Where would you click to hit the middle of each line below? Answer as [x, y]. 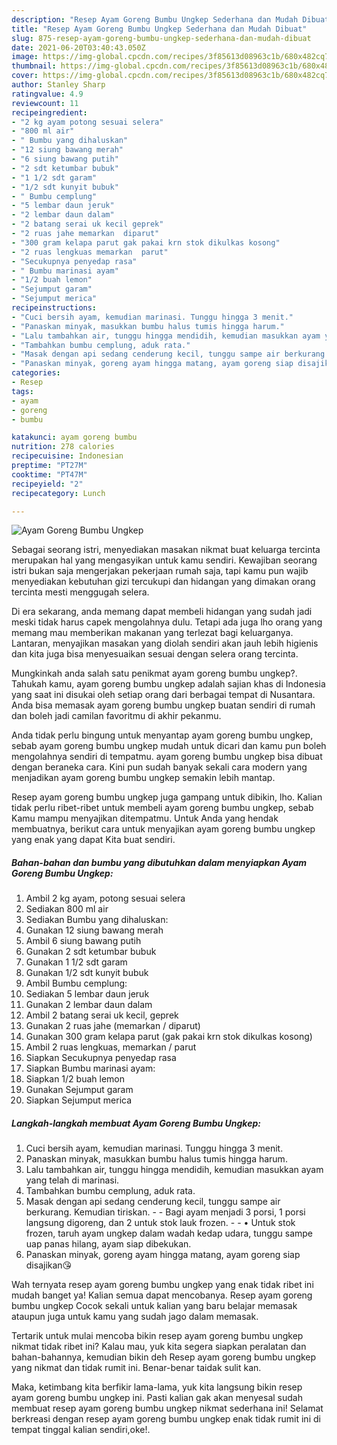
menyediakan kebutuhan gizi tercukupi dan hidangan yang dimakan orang [163, 582]
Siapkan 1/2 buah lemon [75, 1079]
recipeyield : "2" [47, 484]
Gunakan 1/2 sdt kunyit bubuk [87, 973]
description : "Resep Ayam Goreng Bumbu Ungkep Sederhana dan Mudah [155, 19]
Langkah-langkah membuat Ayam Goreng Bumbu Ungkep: [136, 1123]
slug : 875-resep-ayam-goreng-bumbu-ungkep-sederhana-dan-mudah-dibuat [161, 38]
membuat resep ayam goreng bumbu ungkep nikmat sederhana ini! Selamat [167, 1408]
